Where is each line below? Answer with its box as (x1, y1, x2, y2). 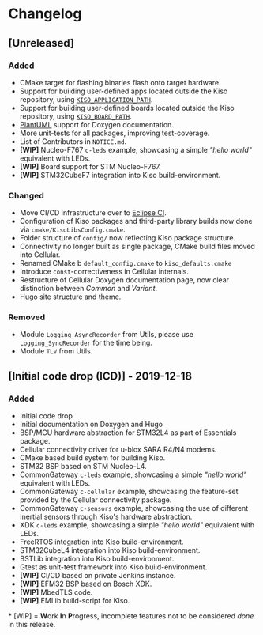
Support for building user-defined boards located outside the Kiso (19, 103, 235, 112)
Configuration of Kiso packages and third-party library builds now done (19, 217, 253, 226)
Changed (8, 190, 45, 201)
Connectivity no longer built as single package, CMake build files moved (19, 242, 255, 251)
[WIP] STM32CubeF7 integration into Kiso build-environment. (19, 170, 221, 180)
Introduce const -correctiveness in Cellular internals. (19, 266, 190, 277)
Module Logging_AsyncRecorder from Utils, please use (19, 330, 193, 339)
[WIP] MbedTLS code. (19, 588, 93, 597)
